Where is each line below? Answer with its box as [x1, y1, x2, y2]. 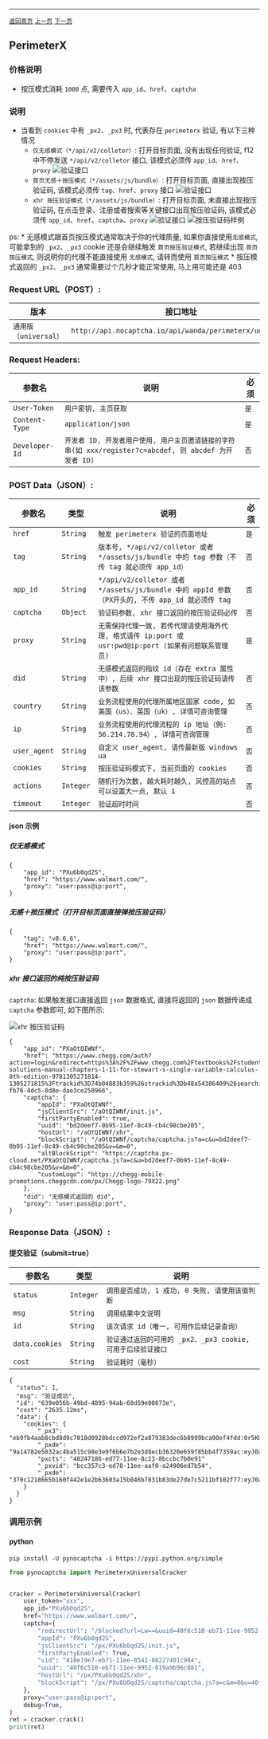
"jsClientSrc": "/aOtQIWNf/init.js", [37, 1108, 162, 1116]
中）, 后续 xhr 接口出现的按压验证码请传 [98, 674, 235, 683]
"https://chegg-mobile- [87, 1170, 166, 1178]
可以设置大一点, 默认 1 [98, 786, 176, 796]
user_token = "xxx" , [23, 1597, 84, 1605]
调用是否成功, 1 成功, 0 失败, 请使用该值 [106, 1285, 249, 1295]
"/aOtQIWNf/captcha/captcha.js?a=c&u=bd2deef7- [91, 1135, 251, 1144]
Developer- [13, 441, 54, 450]
